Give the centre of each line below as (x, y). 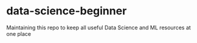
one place (19, 33)
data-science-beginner (67, 11)
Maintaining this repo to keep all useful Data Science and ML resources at (99, 27)
